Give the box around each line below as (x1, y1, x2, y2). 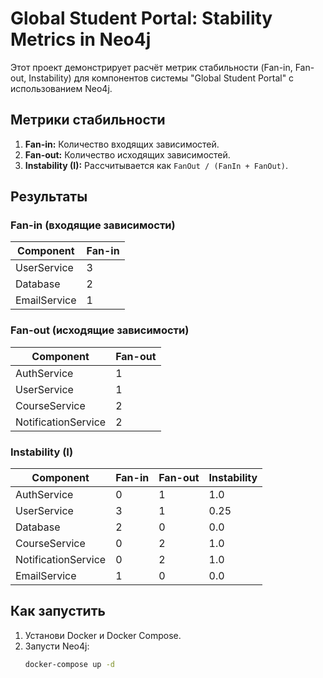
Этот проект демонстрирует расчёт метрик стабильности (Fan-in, (10, 61, 293, 73)
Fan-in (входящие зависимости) (10, 218, 176, 232)
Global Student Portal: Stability (10, 7, 273, 30)
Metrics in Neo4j (10, 28, 152, 51)
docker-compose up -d (24, 659, 115, 669)
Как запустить (10, 603, 106, 620)
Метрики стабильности (10, 112, 166, 129)
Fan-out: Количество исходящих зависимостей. (24, 148, 231, 161)
